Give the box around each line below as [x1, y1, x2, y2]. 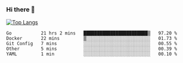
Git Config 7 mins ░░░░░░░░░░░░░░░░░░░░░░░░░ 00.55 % [6, 41, 178, 47]
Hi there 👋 [6, 5, 36, 14]
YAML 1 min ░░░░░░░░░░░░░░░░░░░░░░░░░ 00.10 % [6, 51, 178, 57]
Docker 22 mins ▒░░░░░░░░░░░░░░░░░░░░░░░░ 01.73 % [6, 36, 178, 42]
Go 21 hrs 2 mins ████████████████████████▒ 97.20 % [6, 30, 178, 36]
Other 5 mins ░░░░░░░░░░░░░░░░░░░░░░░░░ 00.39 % [6, 46, 178, 52]
